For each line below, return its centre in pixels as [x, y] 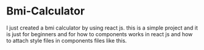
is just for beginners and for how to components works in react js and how [100, 34]
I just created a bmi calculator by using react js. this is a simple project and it [102, 28]
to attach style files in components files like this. [67, 40]
